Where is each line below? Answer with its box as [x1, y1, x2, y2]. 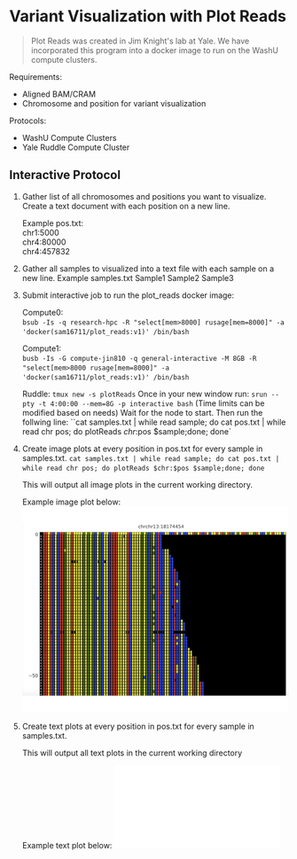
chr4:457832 [21, 246, 71, 256]
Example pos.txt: [21, 217, 84, 228]
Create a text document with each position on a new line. [21, 200, 231, 211]
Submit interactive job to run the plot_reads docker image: [21, 290, 235, 301]
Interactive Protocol [9, 168, 121, 183]
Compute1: [21, 343, 62, 354]
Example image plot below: [21, 496, 121, 507]
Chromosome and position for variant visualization [21, 98, 207, 108]
